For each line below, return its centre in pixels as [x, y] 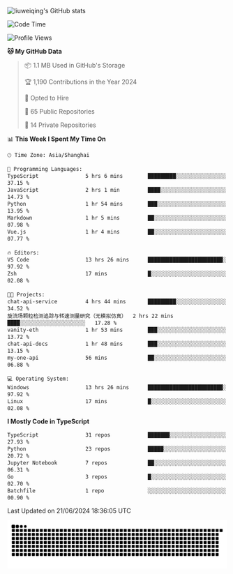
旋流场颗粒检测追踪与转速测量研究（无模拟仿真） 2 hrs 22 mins [90, 316]
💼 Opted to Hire [47, 98]
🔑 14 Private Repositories [60, 125]
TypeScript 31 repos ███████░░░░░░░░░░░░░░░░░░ [117, 435]
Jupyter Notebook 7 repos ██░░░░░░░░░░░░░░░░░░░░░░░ [117, 463]
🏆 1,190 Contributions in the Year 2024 [81, 82]
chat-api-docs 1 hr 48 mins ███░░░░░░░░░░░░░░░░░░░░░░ [117, 344]
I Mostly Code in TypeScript [48, 421]
